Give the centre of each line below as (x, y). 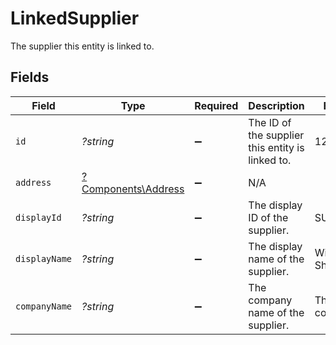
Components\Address (133, 189)
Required (216, 105)
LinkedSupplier (75, 18)
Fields (30, 77)
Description (276, 105)
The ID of (270, 122)
